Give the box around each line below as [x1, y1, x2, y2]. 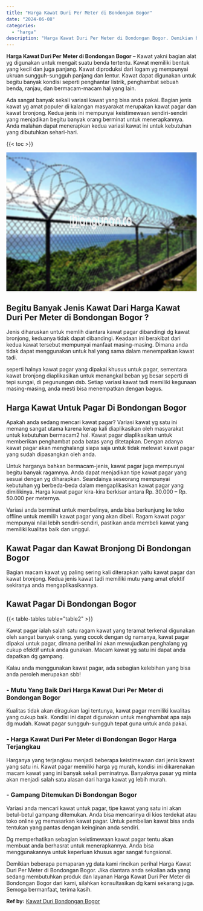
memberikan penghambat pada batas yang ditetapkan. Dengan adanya [6, 438, 183, 445]
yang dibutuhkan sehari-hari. [6, 129, 79, 136]
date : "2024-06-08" [6, 16, 56, 22]
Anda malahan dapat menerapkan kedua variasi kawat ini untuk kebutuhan [6, 122, 192, 129]
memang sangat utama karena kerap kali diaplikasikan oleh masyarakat [6, 425, 184, 433]
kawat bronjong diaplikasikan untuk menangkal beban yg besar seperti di [6, 372, 188, 379]
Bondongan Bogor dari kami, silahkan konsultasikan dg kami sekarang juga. [6, 879, 195, 886]
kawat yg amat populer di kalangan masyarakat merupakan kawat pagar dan [6, 103, 197, 110]
